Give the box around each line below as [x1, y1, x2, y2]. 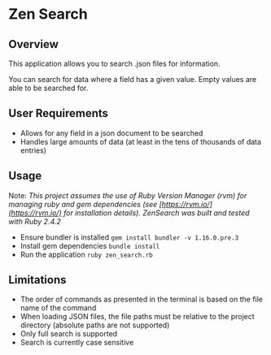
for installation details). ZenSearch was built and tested [63, 208, 250, 218]
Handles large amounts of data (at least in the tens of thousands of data [20, 136, 262, 146]
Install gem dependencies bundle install [20, 240, 160, 250]
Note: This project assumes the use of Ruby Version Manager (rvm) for [8, 190, 247, 200]
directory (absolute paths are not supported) [20, 320, 170, 330]
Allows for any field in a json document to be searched [20, 128, 203, 138]
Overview [8, 37, 59, 51]
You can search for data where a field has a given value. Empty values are [8, 75, 257, 84]
